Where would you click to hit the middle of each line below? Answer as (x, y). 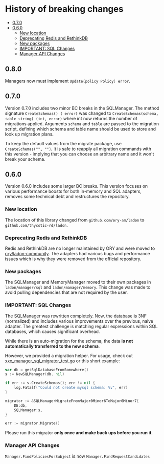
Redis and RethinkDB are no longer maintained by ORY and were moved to (80, 248)
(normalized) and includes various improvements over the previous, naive (79, 321)
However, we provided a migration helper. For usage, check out (69, 355)
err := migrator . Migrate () (33, 423)
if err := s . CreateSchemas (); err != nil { (50, 383)
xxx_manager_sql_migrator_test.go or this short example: (63, 361)
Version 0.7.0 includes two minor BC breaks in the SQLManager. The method (82, 108)
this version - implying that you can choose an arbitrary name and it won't (80, 154)
